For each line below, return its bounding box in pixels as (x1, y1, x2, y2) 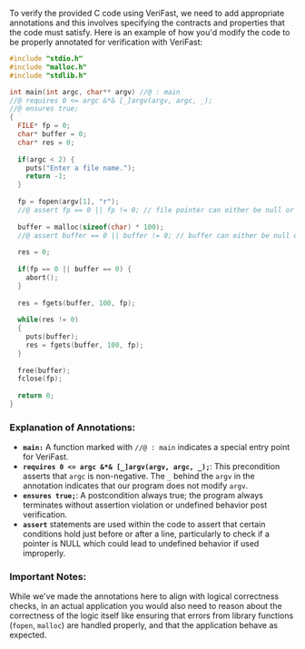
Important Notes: (9, 571, 87, 584)
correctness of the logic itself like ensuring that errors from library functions (9, 610, 294, 621)
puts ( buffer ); (25, 332, 79, 341)
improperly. (22, 548, 66, 559)
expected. (9, 630, 47, 641)
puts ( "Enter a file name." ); (25, 163, 136, 172)
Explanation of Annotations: (9, 421, 136, 434)
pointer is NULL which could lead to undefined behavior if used (22, 538, 260, 549)
